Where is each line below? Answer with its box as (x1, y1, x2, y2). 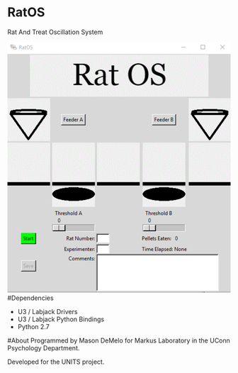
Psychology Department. (7, 343, 80, 352)
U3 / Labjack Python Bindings (17, 315, 105, 323)
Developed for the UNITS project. (7, 357, 105, 366)
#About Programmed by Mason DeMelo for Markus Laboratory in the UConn (7, 336, 230, 345)
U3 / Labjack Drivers (17, 307, 78, 316)
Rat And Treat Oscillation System (7, 28, 103, 36)
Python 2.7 (17, 322, 50, 330)
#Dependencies (7, 294, 55, 302)
